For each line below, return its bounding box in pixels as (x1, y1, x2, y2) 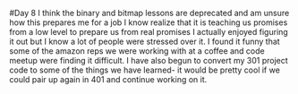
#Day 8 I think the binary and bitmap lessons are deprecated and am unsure (9, 8, 290, 18)
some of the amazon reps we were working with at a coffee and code (9, 46, 266, 56)
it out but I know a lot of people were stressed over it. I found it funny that (9, 36, 280, 47)
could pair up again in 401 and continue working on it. (9, 74, 208, 84)
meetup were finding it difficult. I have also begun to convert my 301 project (9, 56, 288, 65)
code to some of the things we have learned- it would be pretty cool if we (9, 64, 280, 75)
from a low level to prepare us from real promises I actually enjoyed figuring (9, 27, 288, 37)
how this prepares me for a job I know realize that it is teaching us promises (9, 17, 288, 28)
